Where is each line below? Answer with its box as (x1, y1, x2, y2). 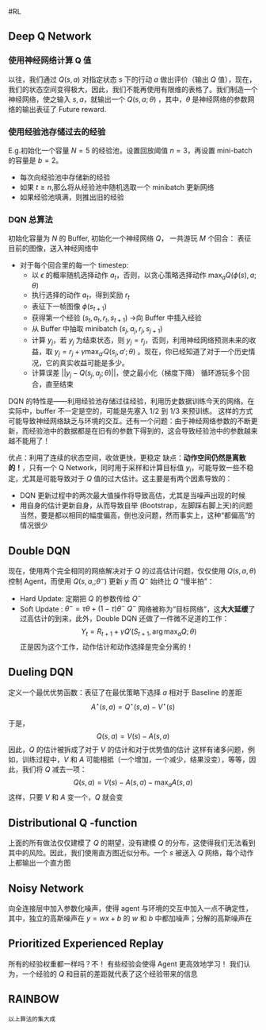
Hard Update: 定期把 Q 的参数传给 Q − (19, 592, 142, 603)
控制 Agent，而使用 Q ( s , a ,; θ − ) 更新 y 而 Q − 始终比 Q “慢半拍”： (8, 575, 215, 586)
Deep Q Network (8, 29, 92, 43)
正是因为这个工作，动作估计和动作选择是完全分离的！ (19, 642, 194, 652)
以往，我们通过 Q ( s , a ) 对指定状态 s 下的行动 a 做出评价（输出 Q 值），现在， (8, 75, 256, 84)
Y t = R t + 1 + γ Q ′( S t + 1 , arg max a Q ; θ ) (81, 627, 197, 638)
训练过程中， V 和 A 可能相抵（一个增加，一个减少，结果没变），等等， (21, 754, 249, 764)
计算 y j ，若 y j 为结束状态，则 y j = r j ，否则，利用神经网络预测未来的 (31, 335, 249, 347)
